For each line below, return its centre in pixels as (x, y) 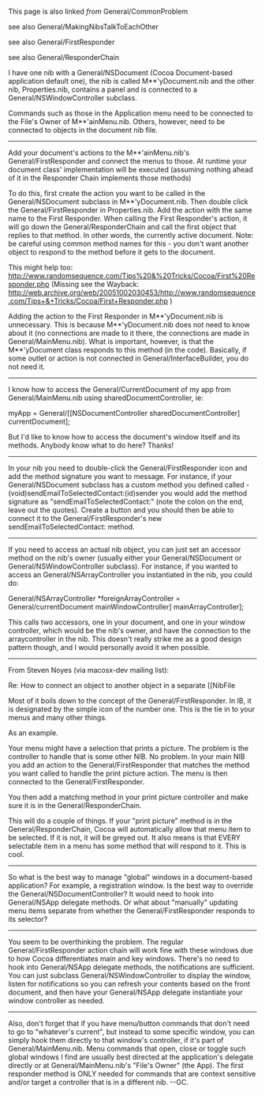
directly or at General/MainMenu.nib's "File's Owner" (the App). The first (126, 1065)
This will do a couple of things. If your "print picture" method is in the (120, 821)
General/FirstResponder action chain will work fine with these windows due (131, 950)
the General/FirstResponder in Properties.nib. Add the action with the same (130, 210)
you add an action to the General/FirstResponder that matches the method (129, 765)
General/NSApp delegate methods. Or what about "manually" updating (123, 902)
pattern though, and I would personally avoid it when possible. (109, 647)
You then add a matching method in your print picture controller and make (128, 797)
